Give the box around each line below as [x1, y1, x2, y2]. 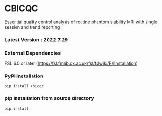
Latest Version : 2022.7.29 [4, 36, 68, 43]
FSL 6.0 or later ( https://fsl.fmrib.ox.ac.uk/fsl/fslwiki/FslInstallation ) [4, 60, 138, 66]
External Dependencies [4, 49, 61, 56]
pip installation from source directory [4, 95, 94, 102]
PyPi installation [4, 73, 44, 79]
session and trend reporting [4, 24, 60, 30]
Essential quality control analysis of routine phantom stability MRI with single [4, 19, 158, 25]
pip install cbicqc [4, 84, 44, 89]
